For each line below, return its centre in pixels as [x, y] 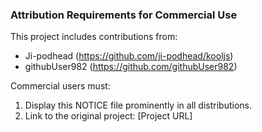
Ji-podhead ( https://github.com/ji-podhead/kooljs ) [129, 56]
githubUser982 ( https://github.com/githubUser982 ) [131, 67]
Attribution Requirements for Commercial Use [124, 15]
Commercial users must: [60, 86]
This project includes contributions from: [94, 37]
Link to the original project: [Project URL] [108, 116]
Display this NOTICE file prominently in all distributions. [138, 105]
